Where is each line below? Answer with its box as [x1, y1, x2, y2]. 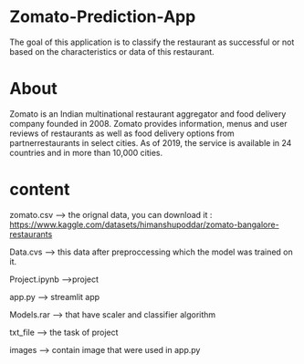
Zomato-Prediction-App [9, 6, 196, 27]
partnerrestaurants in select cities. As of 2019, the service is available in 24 [9, 137, 292, 148]
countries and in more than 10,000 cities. [9, 147, 163, 158]
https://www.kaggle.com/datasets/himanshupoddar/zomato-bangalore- [9, 219, 280, 230]
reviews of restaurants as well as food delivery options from [9, 128, 235, 139]
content [9, 180, 70, 200]
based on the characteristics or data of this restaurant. [9, 46, 215, 57]
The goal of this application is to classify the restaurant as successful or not [9, 36, 295, 47]
